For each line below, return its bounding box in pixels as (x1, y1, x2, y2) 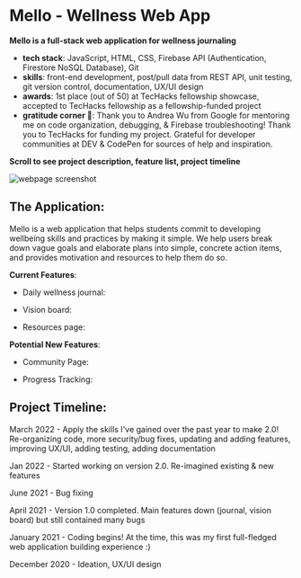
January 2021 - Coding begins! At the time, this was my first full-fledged (9, 531, 277, 542)
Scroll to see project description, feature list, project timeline (9, 156, 241, 166)
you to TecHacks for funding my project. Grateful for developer (22, 129, 256, 139)
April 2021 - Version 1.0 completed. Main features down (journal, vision (9, 504, 272, 515)
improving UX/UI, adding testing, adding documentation (9, 442, 216, 454)
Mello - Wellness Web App (9, 5, 211, 26)
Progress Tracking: (22, 374, 93, 385)
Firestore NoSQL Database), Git (22, 62, 139, 73)
